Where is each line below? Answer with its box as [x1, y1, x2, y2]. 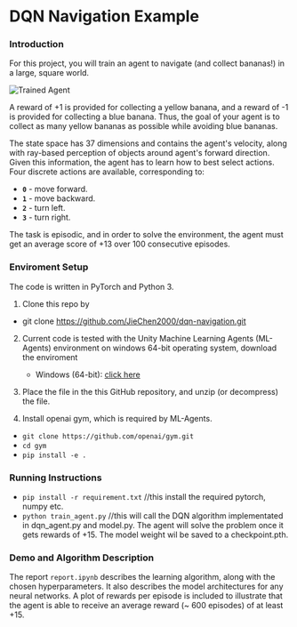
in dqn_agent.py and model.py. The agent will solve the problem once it [21, 520, 285, 531]
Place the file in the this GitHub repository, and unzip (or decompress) [21, 386, 278, 397]
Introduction [9, 38, 64, 51]
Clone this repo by [21, 298, 91, 309]
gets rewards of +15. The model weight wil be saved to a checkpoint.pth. [21, 529, 289, 540]
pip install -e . [21, 451, 87, 460]
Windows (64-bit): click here [35, 369, 140, 380]
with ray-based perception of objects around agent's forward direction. [9, 148, 270, 158]
